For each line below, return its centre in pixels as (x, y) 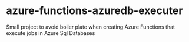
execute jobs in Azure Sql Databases (51, 33)
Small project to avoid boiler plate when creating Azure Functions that (91, 27)
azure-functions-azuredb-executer (94, 11)
